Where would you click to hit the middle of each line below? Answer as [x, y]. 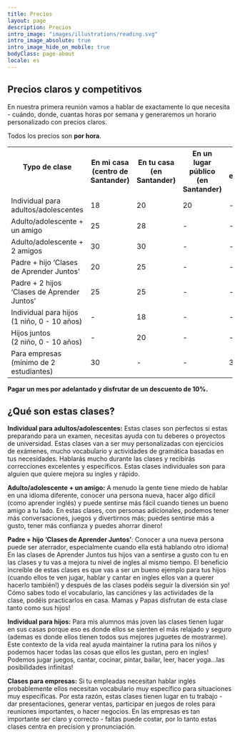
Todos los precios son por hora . [55, 136]
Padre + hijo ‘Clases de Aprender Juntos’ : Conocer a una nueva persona [116, 539]
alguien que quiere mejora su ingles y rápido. [74, 474]
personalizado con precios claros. [57, 121]
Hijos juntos [31, 333]
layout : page [27, 21]
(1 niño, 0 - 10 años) [47, 321]
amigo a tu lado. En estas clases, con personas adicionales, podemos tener [118, 511]
